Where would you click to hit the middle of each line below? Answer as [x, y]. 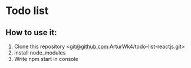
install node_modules [40, 53]
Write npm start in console [46, 59]
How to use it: [31, 33]
